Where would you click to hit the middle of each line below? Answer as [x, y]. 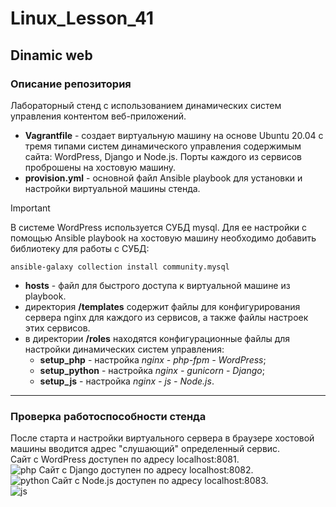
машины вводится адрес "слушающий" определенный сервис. [145, 449]
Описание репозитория [71, 84]
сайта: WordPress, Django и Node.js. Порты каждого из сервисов [163, 156]
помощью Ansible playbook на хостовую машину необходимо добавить [163, 238]
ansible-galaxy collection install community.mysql [120, 267]
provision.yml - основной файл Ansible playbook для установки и [163, 178]
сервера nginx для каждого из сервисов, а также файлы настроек [166, 317]
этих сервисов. [57, 328]
